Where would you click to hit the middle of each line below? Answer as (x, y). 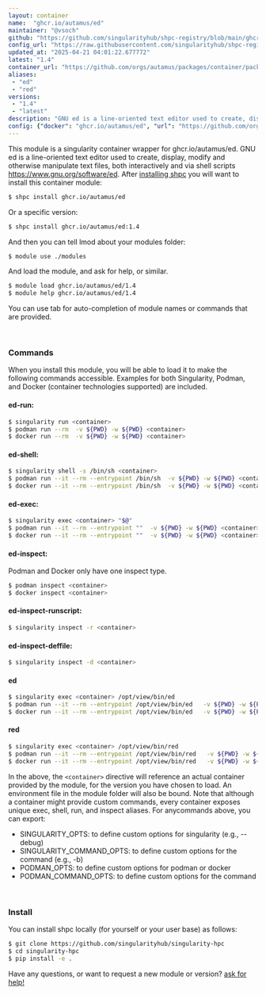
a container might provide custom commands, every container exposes (124, 802)
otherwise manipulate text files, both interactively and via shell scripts (122, 165)
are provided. (30, 317)
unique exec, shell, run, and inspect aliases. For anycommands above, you (129, 810)
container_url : (33, 67)
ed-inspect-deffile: (40, 645)
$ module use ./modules (47, 256)
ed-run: (21, 405)
